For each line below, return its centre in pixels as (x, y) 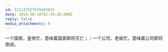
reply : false (19, 19)
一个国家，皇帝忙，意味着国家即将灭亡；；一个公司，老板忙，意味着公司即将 (84, 38)
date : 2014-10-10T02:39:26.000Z (39, 14)
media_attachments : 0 (28, 24)
